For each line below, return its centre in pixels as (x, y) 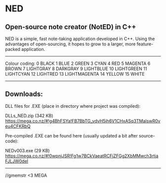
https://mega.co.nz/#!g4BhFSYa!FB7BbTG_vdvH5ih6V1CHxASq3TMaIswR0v (83, 121)
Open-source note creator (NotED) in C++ (71, 27)
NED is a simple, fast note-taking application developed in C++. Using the (80, 39)
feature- (145, 44)
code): (12, 141)
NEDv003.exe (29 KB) (28, 150)
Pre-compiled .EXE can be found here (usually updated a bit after (71, 136)
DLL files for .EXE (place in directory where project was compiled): (73, 106)
